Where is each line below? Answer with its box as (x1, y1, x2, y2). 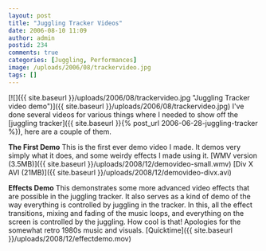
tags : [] (8, 71, 37, 79)
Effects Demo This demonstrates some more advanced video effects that (8, 182, 250, 192)
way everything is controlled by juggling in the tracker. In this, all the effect (8, 200, 253, 210)
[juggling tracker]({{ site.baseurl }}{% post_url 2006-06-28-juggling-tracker (8, 118, 259, 127)
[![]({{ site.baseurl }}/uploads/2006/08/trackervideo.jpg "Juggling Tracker (8, 92, 251, 102)
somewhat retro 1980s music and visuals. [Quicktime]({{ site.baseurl (8, 225, 233, 235)
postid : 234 (8, 41, 48, 49)
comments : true (8, 49, 59, 57)
